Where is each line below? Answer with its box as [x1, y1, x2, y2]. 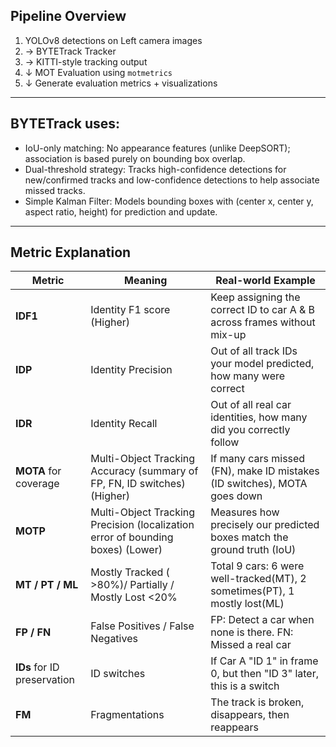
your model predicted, [210, 357, 315, 371]
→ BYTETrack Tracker [24, 45, 117, 57]
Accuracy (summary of [90, 464, 199, 478]
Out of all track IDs [210, 344, 298, 358]
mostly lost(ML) [210, 597, 285, 611]
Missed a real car [210, 638, 292, 652]
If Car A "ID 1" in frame [210, 654, 319, 668]
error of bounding [90, 530, 174, 544]
